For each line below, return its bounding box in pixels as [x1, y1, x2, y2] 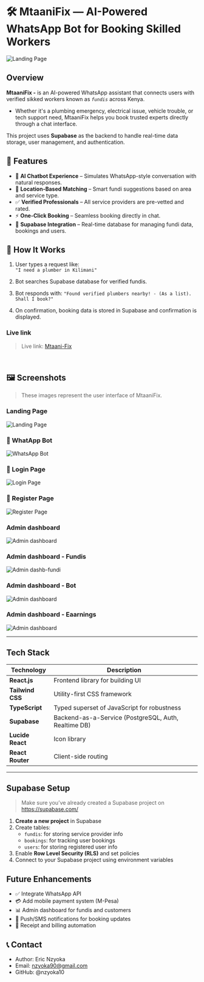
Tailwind [9, 686, 35, 694]
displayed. [15, 313, 41, 320]
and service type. [15, 191, 59, 199]
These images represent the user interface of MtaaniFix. [21, 392, 163, 399]
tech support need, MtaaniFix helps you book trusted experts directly [15, 113, 189, 121]
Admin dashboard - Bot [6, 581, 76, 590]
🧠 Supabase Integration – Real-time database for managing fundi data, [15, 221, 194, 228]
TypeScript [9, 703, 42, 712]
